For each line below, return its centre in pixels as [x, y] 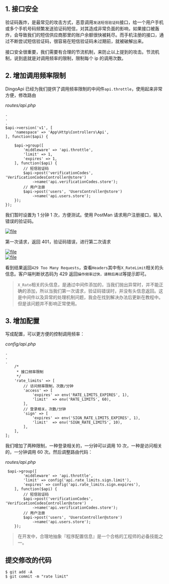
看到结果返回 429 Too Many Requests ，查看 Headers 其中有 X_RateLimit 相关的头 [84, 267]
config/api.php [21, 344]
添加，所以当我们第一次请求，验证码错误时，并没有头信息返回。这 [95, 291]
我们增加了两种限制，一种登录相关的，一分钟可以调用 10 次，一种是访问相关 [84, 446]
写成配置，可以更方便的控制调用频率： [45, 334]
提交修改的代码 [28, 560]
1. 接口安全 [22, 9]
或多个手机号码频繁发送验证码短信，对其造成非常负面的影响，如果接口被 [80, 28]
